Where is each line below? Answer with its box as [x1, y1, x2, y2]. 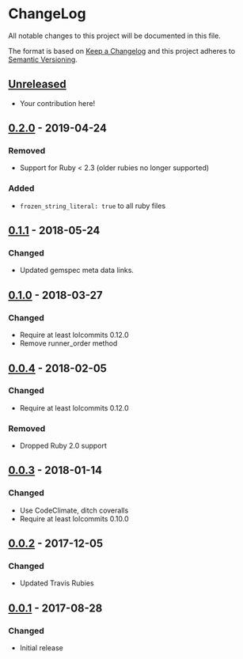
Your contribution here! [19, 98, 96, 108]
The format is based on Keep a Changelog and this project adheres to [8, 46, 236, 55]
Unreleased [8, 78, 67, 91]
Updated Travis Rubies [19, 578, 94, 588]
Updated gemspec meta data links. [19, 266, 135, 275]
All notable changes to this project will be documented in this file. [8, 31, 222, 40]
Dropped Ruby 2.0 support [19, 441, 107, 451]
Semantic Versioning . [8, 55, 78, 64]
